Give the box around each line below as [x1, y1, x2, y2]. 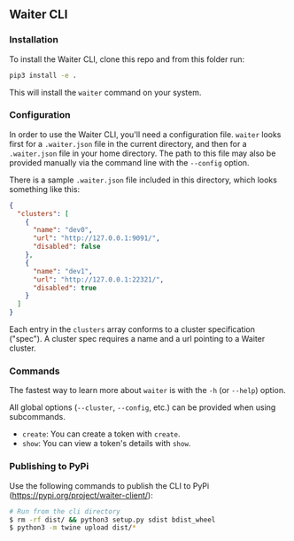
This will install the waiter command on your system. [9, 87, 202, 97]
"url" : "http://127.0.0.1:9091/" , [32, 234, 161, 243]
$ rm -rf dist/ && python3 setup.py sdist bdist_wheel [9, 515, 216, 524]
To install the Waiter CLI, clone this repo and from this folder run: [9, 53, 245, 65]
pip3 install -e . [9, 71, 77, 80]
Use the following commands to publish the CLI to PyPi [9, 480, 210, 491]
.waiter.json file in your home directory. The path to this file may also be [9, 148, 276, 158]
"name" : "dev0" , [32, 226, 93, 235]
